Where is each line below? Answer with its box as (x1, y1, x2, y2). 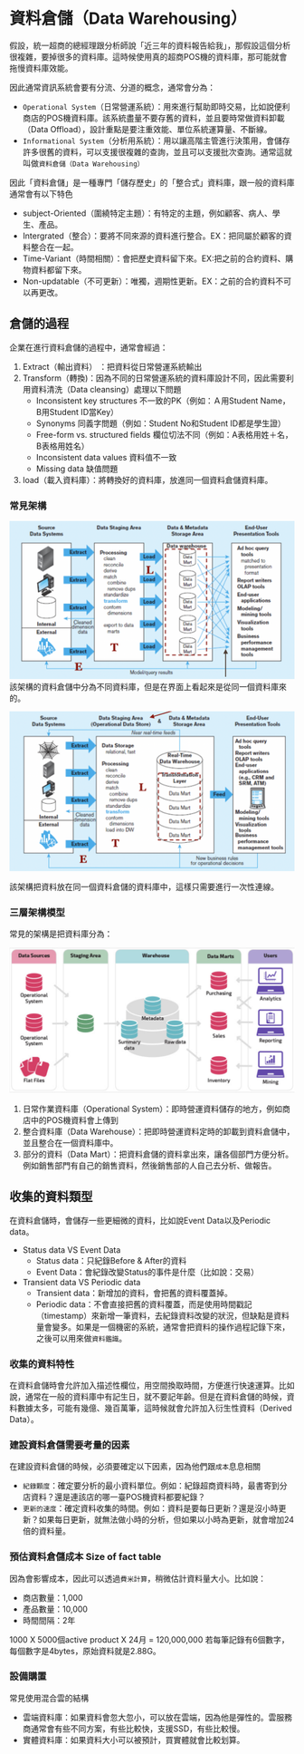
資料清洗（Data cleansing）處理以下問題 (30, 383, 182, 394)
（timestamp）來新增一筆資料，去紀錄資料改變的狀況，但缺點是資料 (35, 1310, 290, 1321)
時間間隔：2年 (22, 1614, 76, 1625)
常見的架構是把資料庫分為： (9, 928, 113, 939)
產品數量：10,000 (22, 1604, 89, 1614)
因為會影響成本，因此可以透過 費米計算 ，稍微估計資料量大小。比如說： (9, 1573, 267, 1584)
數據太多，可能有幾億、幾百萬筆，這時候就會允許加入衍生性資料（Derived (16, 1402, 292, 1413)
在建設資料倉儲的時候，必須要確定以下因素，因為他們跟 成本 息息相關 (9, 1461, 261, 1472)
